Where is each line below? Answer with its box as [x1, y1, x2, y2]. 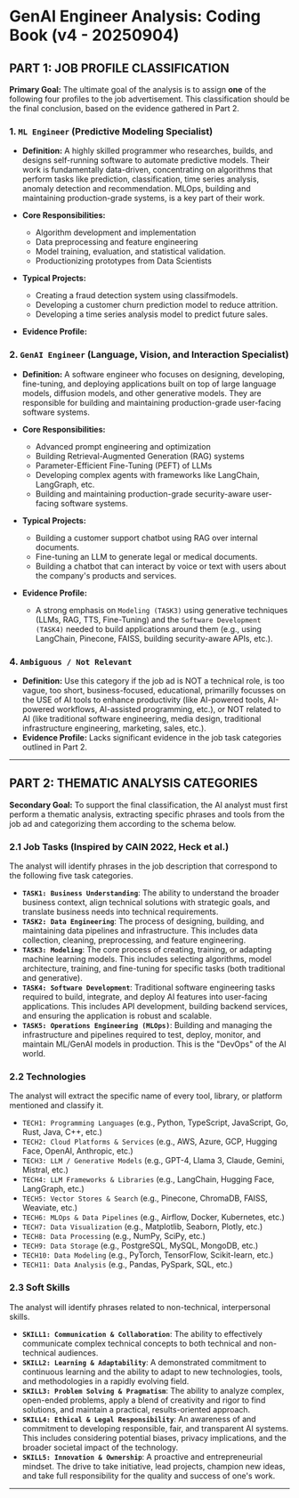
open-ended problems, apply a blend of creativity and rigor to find [21, 1395, 266, 1405]
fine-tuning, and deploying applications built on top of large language [21, 378, 277, 389]
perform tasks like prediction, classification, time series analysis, [21, 174, 260, 184]
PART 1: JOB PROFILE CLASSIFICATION [9, 61, 230, 76]
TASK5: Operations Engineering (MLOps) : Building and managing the [21, 1020, 273, 1030]
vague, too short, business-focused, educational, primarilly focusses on [21, 684, 287, 695]
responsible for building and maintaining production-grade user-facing [21, 397, 282, 408]
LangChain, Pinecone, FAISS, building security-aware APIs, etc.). [35, 633, 273, 644]
